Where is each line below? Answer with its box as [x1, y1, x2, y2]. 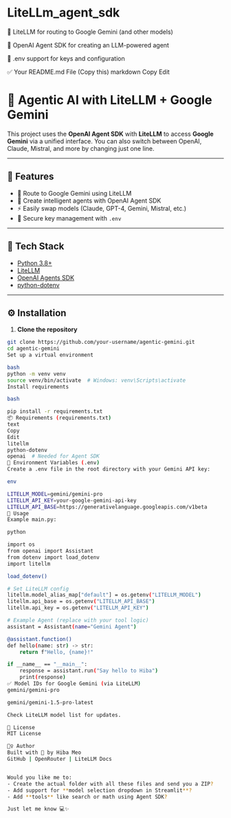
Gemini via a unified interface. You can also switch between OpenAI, [7, 136, 202, 145]
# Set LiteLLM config [7, 585, 69, 592]
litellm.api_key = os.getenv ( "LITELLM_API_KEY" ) [7, 604, 149, 611]
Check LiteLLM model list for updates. [7, 711, 122, 718]
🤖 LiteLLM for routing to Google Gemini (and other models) [7, 28, 173, 36]
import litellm [7, 560, 51, 567]
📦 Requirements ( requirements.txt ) [7, 415, 112, 422]
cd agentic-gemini [7, 345, 60, 352]
